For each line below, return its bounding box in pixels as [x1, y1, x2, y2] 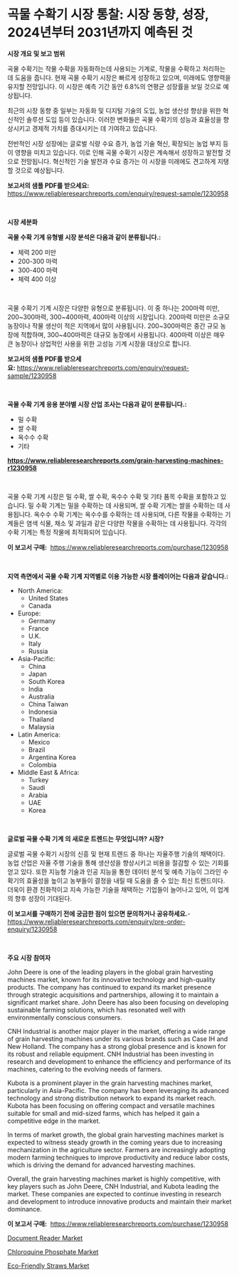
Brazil [28, 745, 46, 754]
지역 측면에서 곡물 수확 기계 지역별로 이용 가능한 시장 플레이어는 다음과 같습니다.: [7, 572, 229, 580]
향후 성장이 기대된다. [14, 894, 73, 903]
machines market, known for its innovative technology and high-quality [7, 975, 216, 984]
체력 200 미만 [17, 247, 57, 257]
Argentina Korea [28, 753, 76, 761]
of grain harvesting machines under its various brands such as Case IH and [7, 1035, 228, 1043]
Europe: [17, 609, 41, 617]
